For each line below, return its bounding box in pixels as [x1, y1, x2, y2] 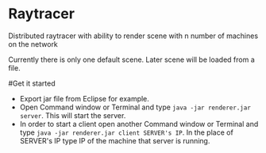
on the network [8, 39, 58, 48]
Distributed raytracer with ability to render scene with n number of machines [8, 31, 259, 40]
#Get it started [8, 78, 56, 88]
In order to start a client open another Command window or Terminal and [19, 119, 259, 128]
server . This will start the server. [19, 110, 126, 120]
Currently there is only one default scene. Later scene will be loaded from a [8, 55, 256, 64]
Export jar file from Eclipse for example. [19, 94, 149, 103]
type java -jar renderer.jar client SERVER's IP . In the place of [19, 128, 234, 137]
